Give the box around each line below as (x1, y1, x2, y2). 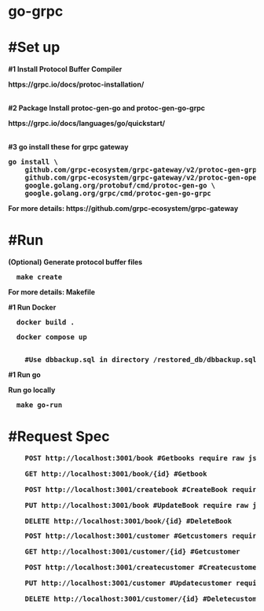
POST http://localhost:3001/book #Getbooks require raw (24, 454, 245, 462)
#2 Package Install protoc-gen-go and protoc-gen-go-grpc (8, 103, 206, 113)
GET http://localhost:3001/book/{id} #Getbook (24, 469, 207, 478)
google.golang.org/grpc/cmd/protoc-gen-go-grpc (24, 189, 212, 198)
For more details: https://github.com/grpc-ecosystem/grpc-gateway (8, 204, 239, 213)
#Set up (8, 39, 60, 57)
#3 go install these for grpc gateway (8, 143, 129, 152)
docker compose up (16, 333, 88, 342)
